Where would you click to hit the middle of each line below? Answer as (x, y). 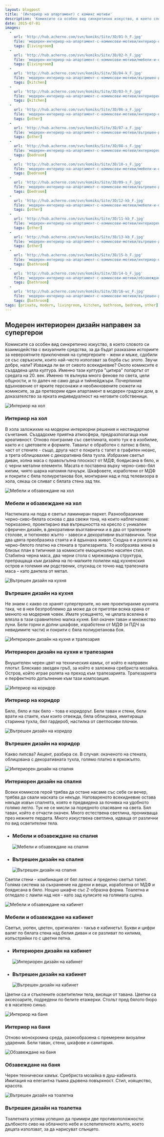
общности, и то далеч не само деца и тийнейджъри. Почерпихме (74, 381)
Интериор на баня (28, 1026)
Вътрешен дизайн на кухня (39, 593)
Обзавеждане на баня (33, 1065)
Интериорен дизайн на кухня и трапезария (59, 652)
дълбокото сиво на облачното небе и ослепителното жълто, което (74, 1124)
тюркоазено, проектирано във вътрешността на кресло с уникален (76, 524)
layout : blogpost (23, 10)
